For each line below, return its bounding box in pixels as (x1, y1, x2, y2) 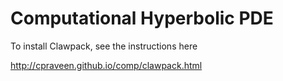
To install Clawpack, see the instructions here (10, 40, 198, 52)
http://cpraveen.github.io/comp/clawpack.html (10, 59, 203, 71)
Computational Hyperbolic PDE (10, 7, 274, 30)
